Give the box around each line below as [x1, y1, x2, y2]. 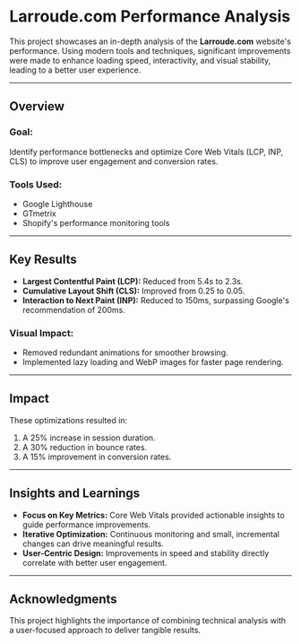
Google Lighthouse [21, 198, 93, 209]
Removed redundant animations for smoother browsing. [21, 347, 228, 358]
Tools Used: [9, 178, 63, 190]
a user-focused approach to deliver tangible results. [9, 625, 202, 636]
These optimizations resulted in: [9, 414, 128, 425]
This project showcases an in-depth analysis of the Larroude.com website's [9, 36, 291, 47]
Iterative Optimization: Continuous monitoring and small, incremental [21, 528, 280, 539]
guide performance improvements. [21, 518, 150, 530]
